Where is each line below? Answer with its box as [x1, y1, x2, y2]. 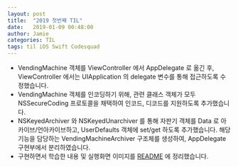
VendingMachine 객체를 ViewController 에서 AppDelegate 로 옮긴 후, [17, 64, 215, 71]
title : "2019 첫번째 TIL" [7, 17, 83, 24]
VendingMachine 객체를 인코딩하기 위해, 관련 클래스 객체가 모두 [17, 90, 196, 98]
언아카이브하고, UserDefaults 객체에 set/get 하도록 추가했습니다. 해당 [37, 125, 231, 134]
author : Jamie [7, 30, 50, 38]
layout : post [7, 10, 46, 18]
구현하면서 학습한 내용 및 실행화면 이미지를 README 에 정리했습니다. [17, 152, 209, 160]
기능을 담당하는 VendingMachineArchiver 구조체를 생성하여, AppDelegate [17, 134, 227, 142]
